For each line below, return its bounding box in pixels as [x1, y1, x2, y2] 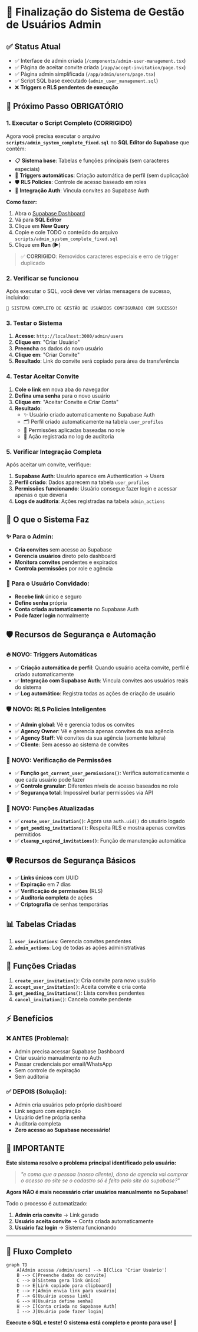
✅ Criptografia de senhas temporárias [14, 901, 108, 908]
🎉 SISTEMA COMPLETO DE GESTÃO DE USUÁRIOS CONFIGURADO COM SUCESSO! [6, 305, 178, 311]
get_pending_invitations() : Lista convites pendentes [14, 989, 145, 996]
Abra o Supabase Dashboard [14, 209, 85, 217]
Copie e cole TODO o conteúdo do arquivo [14, 228, 118, 236]
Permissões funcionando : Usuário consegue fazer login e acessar [14, 485, 177, 492]
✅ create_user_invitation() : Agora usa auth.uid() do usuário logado [14, 818, 186, 825]
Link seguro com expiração [14, 1107, 81, 1114]
